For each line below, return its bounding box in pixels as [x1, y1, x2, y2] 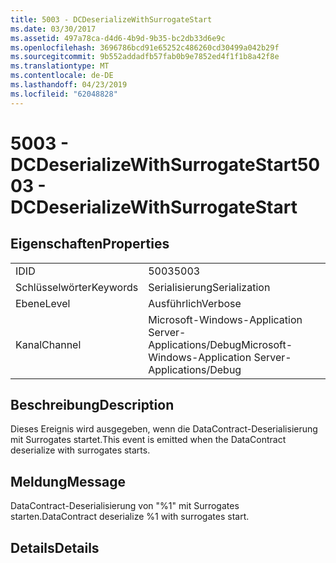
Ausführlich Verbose [148, 296, 242, 310]
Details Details [10, 539, 100, 556]
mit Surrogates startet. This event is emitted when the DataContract [10, 434, 287, 446]
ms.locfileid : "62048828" [10, 89, 118, 99]
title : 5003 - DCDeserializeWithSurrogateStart [10, 14, 213, 25]
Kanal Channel [15, 337, 82, 351]
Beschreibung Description [10, 397, 175, 414]
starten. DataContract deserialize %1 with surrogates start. [10, 511, 250, 523]
